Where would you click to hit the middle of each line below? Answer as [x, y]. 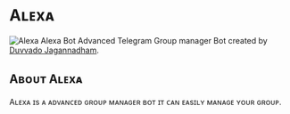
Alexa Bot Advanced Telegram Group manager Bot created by [154, 40]
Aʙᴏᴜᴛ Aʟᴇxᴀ [46, 79]
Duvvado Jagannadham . [54, 50]
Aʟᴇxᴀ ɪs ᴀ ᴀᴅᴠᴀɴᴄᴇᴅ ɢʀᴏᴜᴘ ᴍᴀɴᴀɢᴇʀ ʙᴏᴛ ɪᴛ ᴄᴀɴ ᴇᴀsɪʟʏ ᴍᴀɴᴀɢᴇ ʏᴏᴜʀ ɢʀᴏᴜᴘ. [145, 102]
